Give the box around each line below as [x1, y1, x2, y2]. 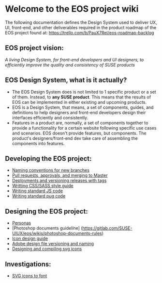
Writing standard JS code [12, 188, 63, 194]
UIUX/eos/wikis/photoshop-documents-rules [12, 231, 103, 236]
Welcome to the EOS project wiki [5, 3, 139, 15]
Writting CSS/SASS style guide [12, 183, 74, 189]
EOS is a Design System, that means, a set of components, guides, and [12, 104, 154, 110]
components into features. [12, 140, 65, 146]
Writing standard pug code [12, 193, 66, 199]
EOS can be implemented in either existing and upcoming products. [12, 99, 147, 105]
